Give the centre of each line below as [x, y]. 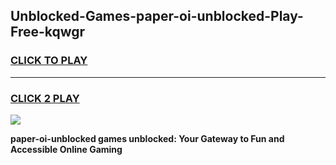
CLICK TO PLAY [49, 61]
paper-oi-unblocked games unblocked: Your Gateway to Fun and [147, 138]
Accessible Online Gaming [66, 149]
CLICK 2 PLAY [45, 98]
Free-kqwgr [48, 32]
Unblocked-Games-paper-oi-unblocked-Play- [157, 16]
